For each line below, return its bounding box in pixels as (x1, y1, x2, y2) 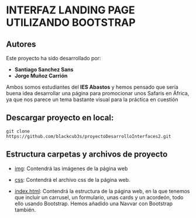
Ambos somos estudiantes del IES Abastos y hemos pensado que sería (6, 84, 178, 91)
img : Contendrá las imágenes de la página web (14, 165, 128, 172)
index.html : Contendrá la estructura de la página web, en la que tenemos (14, 188, 190, 195)
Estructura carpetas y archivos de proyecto (6, 150, 168, 160)
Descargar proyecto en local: (6, 113, 114, 123)
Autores (6, 39, 36, 49)
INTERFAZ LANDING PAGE (6, 4, 136, 17)
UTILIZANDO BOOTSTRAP (6, 16, 136, 29)
